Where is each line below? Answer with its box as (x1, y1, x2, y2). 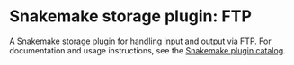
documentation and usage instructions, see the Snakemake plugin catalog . (9, 45, 286, 55)
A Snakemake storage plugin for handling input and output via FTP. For (9, 36, 272, 46)
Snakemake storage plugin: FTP (9, 6, 252, 27)
